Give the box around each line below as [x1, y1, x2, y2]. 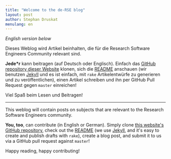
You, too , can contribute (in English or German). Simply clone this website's [5, 122, 164, 128]
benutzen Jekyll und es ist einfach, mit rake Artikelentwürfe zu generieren [5, 72, 160, 78]
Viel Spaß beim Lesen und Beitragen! [5, 92, 83, 98]
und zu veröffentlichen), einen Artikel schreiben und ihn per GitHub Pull [5, 77, 155, 83]
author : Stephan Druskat [5, 17, 58, 22]
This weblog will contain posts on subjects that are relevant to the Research [5, 107, 164, 113]
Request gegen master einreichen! [5, 82, 77, 88]
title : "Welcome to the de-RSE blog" [5, 7, 85, 13]
